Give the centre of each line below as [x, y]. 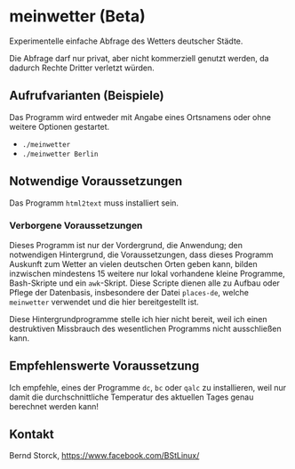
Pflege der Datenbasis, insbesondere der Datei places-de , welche [129, 292]
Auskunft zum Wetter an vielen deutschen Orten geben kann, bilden [133, 263]
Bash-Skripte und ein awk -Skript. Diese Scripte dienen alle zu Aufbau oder [144, 283]
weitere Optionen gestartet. [60, 126]
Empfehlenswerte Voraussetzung [104, 366]
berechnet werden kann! [54, 406]
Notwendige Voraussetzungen [96, 181]
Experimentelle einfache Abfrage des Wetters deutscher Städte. [126, 41]
